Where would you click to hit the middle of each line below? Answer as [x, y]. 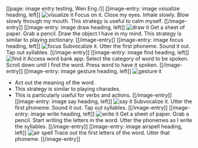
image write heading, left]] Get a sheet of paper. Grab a [110, 114]
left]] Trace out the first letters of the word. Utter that [92, 133]
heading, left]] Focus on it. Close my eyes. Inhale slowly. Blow [98, 15]
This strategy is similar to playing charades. [68, 89]
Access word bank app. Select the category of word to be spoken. [108, 59]
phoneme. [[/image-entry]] [48, 139]
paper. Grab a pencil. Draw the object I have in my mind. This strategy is [94, 34]
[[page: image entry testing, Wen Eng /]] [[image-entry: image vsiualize [93, 9]
